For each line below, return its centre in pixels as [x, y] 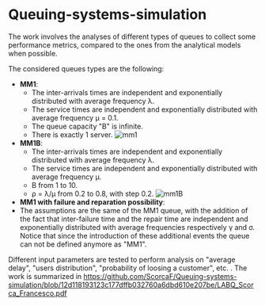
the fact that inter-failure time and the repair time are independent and [134, 219]
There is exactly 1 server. [72, 134]
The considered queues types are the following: [86, 68]
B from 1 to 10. [55, 185]
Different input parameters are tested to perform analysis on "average [122, 259]
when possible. [33, 53]
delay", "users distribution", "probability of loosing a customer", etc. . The [128, 268]
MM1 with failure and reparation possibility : [92, 202]
